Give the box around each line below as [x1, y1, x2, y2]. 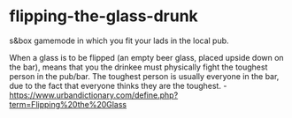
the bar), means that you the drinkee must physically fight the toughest [9, 62, 268, 72]
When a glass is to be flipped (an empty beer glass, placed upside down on [9, 52, 285, 63]
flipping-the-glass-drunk [9, 6, 199, 26]
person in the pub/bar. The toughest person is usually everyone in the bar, [9, 70, 280, 81]
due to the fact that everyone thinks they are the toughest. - [9, 80, 227, 91]
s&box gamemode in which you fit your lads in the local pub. [9, 35, 229, 46]
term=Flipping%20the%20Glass [9, 99, 127, 109]
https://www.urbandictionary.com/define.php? [9, 90, 179, 100]
